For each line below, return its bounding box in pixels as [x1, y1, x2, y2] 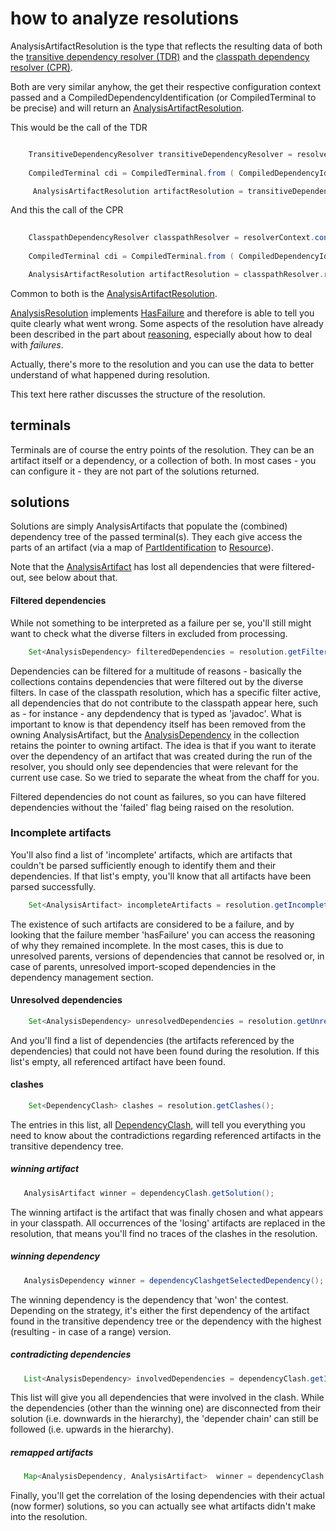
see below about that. [28, 572, 118, 584]
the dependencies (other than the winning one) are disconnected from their [10, 1402, 322, 1414]
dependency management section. [10, 971, 154, 983]
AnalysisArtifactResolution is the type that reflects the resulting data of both [10, 40, 323, 52]
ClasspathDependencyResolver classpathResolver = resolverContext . [28, 233, 315, 243]
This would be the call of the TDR [10, 121, 148, 133]
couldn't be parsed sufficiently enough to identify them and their [10, 859, 277, 871]
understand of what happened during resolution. [10, 368, 211, 381]
